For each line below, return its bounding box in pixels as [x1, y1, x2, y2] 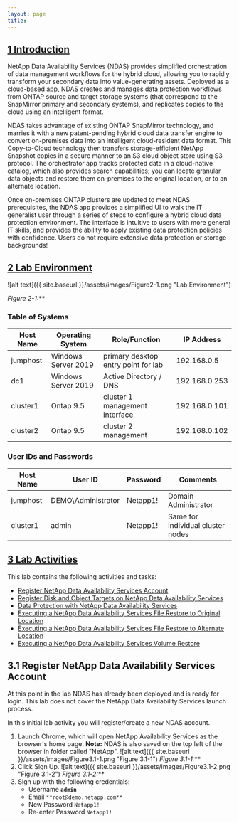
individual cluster [168, 520, 225, 530]
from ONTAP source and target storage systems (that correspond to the [7, 92, 218, 101]
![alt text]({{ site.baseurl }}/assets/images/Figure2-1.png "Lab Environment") [7, 280, 231, 289]
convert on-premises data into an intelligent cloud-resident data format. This [7, 137, 232, 145]
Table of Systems [7, 312, 69, 322]
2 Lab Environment [7, 261, 92, 274]
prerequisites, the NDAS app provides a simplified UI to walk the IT [7, 203, 203, 212]
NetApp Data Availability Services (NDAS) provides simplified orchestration [7, 62, 228, 71]
